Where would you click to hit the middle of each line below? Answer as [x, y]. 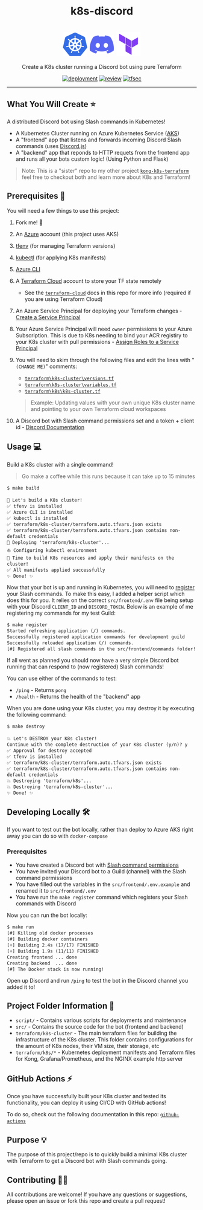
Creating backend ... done [42, 963]
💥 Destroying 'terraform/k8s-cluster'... [60, 787]
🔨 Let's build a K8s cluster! [45, 500]
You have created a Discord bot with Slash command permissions [97, 865]
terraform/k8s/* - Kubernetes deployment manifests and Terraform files [105, 1052]
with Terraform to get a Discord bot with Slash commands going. [87, 1161]
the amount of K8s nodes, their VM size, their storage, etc [87, 1046]
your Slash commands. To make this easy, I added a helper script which [96, 594]
